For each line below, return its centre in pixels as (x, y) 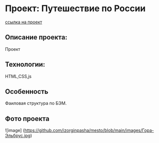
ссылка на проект (24, 22)
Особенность (27, 92)
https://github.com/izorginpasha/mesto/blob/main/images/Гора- (89, 130)
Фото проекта (27, 118)
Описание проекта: (36, 37)
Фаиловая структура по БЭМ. (36, 103)
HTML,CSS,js (18, 76)
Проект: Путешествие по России (75, 9)
